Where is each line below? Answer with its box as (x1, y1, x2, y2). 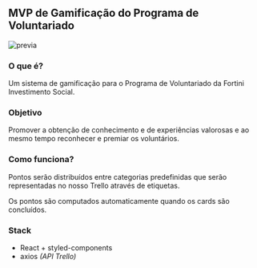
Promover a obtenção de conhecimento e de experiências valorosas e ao (8, 125, 250, 135)
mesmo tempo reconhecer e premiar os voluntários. (8, 134, 180, 144)
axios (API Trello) (19, 252, 77, 261)
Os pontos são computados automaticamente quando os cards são (8, 196, 230, 205)
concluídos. (8, 205, 47, 214)
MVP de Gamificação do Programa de (8, 6, 199, 20)
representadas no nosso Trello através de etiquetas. (8, 181, 180, 190)
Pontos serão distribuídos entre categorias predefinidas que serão (8, 172, 227, 181)
